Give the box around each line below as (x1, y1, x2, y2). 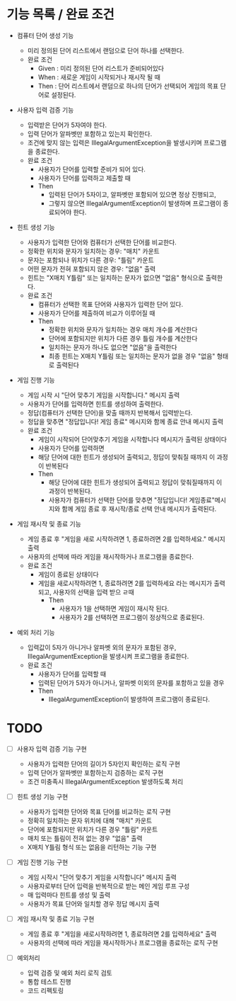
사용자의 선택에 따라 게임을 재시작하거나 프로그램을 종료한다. (27, 552, 194, 560)
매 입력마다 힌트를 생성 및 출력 (27, 890, 111, 900)
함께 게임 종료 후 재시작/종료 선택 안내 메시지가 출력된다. (61, 504, 217, 513)
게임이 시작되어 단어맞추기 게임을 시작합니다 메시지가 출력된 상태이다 (37, 435, 228, 443)
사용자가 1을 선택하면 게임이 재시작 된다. (59, 604, 170, 613)
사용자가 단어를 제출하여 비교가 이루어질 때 (37, 309, 155, 317)
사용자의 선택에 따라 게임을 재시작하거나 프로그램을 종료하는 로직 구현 (27, 939, 218, 947)
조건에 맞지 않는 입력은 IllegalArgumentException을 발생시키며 (27, 138, 202, 147)
